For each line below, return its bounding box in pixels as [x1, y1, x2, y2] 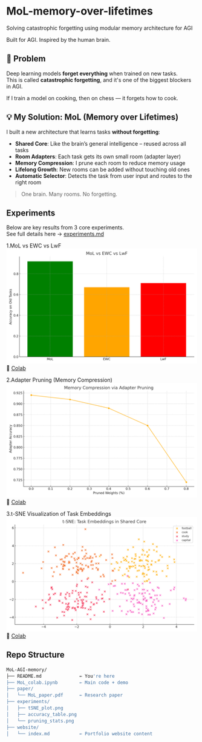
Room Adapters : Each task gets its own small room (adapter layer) [15, 153, 181, 160]
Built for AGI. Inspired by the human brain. [6, 36, 111, 43]
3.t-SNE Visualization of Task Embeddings [6, 510, 112, 517]
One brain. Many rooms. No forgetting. [21, 190, 118, 198]
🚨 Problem [6, 53, 46, 64]
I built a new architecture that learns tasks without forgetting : [6, 128, 160, 135]
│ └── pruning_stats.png [6, 718, 74, 724]
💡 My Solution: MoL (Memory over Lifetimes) [6, 112, 179, 123]
